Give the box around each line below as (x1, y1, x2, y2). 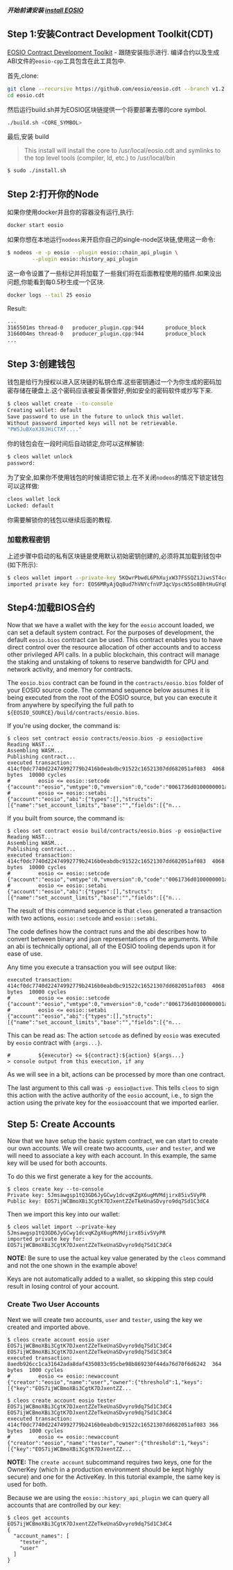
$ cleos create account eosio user (7, 1336, 110, 1343)
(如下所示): (7, 561, 38, 569)
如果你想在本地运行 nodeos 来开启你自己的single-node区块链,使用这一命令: (7, 235, 216, 243)
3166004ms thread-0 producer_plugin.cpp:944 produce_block (7, 331, 207, 338)
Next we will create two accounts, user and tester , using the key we (7, 1315, 202, 1323)
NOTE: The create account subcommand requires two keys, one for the (7, 1457, 212, 1466)
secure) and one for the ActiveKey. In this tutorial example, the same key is (7, 1472, 221, 1481)
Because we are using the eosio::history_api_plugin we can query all (7, 1493, 209, 1502)
